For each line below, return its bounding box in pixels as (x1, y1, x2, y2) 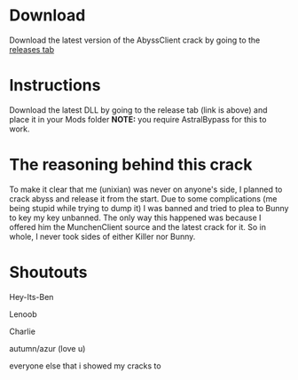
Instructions (9, 75, 101, 96)
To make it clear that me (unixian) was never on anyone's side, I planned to (9, 184, 283, 194)
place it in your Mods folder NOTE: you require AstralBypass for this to (9, 114, 267, 124)
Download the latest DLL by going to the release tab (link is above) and (9, 104, 268, 115)
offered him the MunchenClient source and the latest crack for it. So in (9, 221, 266, 232)
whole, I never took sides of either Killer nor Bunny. (9, 231, 196, 241)
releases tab (9, 44, 55, 54)
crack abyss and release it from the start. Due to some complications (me (9, 193, 278, 204)
